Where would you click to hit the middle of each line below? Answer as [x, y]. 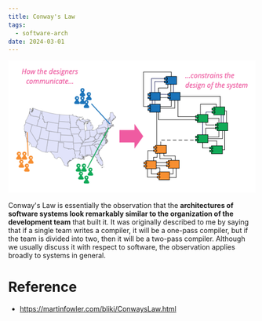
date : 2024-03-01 [36, 42]
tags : [17, 25]
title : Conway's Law [42, 16]
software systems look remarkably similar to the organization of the [121, 214]
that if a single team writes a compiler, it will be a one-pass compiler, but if [128, 231]
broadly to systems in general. [57, 256]
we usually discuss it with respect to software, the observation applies [122, 247]
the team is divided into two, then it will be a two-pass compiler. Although [127, 239]
